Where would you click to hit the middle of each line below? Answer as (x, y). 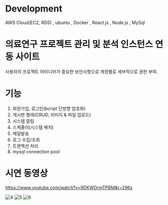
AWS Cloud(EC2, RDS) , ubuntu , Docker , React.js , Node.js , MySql (75, 22)
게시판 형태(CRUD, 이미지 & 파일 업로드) (52, 114)
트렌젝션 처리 (25, 146)
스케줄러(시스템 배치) (33, 127)
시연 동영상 (27, 173)
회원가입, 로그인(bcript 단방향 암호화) (49, 108)
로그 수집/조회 (26, 139)
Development (34, 9)
